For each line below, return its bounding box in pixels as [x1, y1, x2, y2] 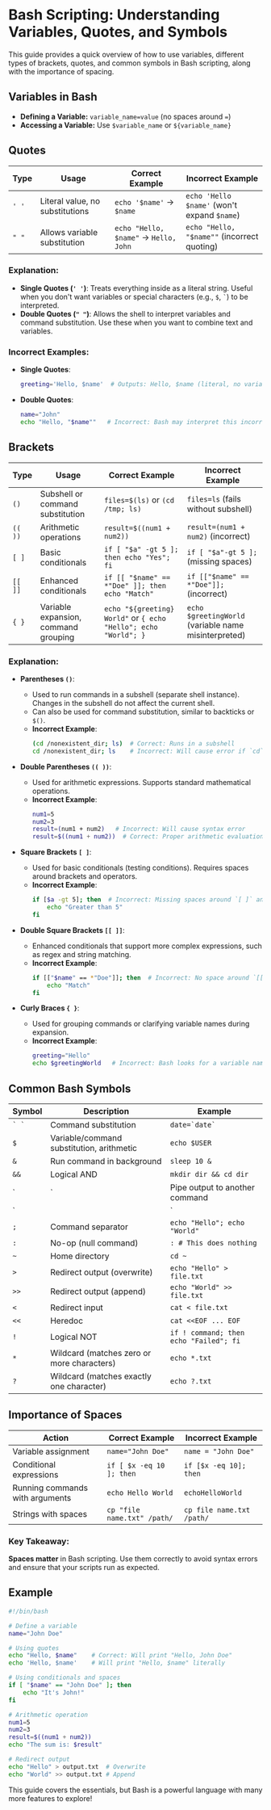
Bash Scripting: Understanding [8, 6, 220, 24]
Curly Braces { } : [19, 1003, 80, 1013]
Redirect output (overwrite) [49, 1266, 153, 1278]
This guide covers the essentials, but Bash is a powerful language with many [8, 1785, 263, 1795]
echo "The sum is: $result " [8, 1741, 103, 1749]
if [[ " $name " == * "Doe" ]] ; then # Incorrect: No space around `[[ [31, 973, 264, 982]
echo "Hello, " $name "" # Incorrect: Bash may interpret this [19, 418, 238, 426]
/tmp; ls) [103, 504, 142, 514]
